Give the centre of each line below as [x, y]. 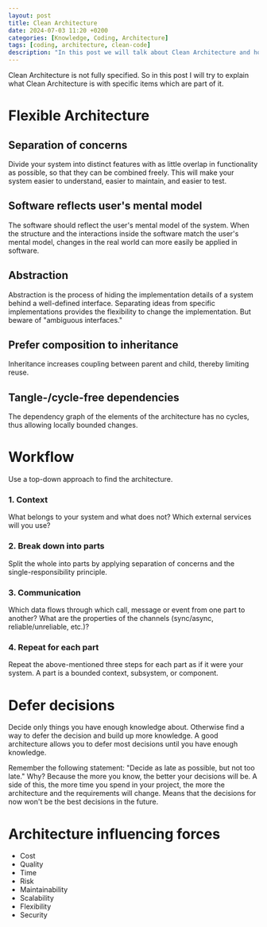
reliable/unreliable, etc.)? [49, 627]
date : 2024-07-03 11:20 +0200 [58, 30]
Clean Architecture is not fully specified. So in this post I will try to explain [129, 75]
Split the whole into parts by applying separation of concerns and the [122, 563]
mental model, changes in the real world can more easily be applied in [123, 242]
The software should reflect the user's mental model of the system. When [129, 225]
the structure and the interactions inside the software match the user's [124, 233]
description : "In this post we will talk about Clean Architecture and [129, 52]
